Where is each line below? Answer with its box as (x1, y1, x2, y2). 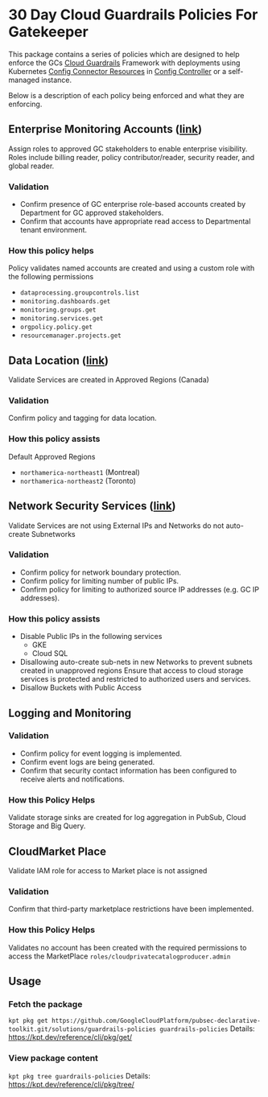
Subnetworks (31, 529, 76, 538)
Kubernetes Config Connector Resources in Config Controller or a (8, 66, 227, 76)
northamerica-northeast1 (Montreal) (19, 467, 141, 476)
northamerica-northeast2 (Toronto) (19, 476, 137, 485)
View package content (8, 1053, 99, 1064)
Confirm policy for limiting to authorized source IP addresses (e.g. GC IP (19, 584, 260, 594)
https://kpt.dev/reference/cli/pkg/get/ (8, 1033, 133, 1042)
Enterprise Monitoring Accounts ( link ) (8, 122, 203, 136)
